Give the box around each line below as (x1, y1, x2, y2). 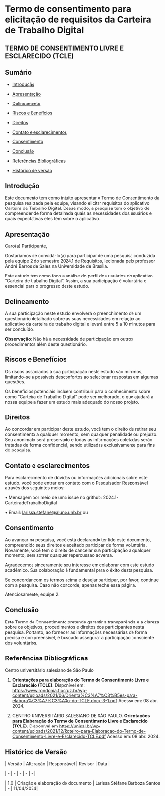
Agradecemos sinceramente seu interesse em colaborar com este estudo (5, 562, 154, 568)
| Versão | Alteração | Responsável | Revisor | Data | (5, 761, 110, 767)
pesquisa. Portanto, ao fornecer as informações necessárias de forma (5, 629, 147, 635)
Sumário (5, 68, 32, 77)
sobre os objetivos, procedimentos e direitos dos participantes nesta (5, 624, 144, 630)
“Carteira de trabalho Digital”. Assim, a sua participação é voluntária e (5, 278, 147, 284)
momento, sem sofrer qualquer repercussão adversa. (5, 553, 113, 558)
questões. (5, 379, 26, 385)
